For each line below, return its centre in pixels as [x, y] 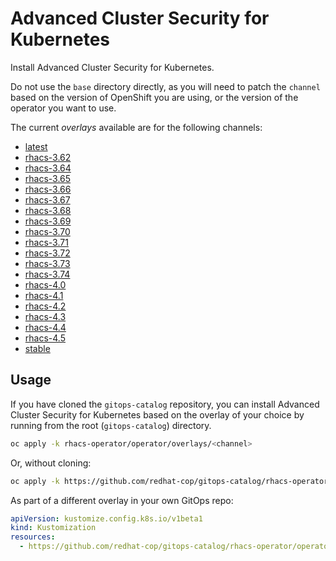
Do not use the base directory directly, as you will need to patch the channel [165, 86]
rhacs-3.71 [46, 242]
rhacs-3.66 [48, 189]
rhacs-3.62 [48, 157]
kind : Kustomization [53, 528]
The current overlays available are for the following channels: [136, 127]
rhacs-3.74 [47, 274]
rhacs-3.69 [48, 221]
